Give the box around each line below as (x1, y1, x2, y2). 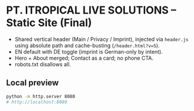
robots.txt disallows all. (14, 60, 71, 68)
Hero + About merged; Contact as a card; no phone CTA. (14, 54, 154, 61)
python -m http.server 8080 (6, 93, 76, 99)
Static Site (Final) (6, 16, 92, 30)
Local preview (6, 78, 59, 88)
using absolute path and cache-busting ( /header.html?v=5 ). (14, 42, 160, 49)
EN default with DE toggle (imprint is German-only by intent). (14, 48, 163, 55)
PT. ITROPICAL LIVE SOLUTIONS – (6, 4, 176, 17)
